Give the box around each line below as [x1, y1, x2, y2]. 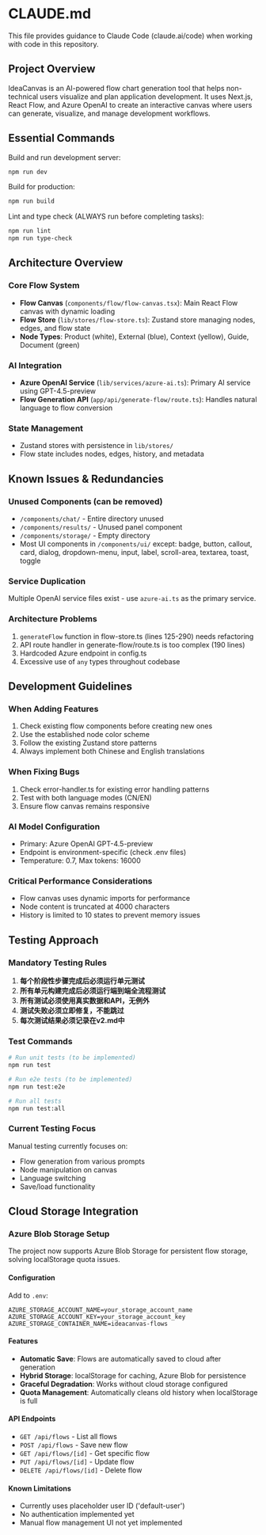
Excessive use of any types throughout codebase [19, 656, 180, 666]
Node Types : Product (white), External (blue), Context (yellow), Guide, [19, 332, 249, 341]
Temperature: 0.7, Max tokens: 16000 [19, 856, 141, 865]
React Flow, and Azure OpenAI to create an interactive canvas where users [8, 100, 253, 109]
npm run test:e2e [8, 1082, 66, 1091]
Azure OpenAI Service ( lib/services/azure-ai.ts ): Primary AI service [19, 378, 251, 388]
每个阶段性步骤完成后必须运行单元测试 [19, 975, 145, 986]
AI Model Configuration [8, 821, 101, 832]
